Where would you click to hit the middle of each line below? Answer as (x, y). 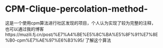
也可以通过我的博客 (25, 29)
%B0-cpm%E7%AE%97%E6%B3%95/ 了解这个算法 (58, 40)
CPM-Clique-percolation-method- (77, 9)
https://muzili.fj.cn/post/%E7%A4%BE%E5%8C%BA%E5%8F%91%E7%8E (81, 34)
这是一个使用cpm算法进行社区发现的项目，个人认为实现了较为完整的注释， (81, 23)
